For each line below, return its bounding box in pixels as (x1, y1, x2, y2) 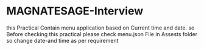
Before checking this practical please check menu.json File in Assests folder (6, 30, 198, 37)
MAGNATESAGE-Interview (6, 4, 144, 18)
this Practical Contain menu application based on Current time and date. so (6, 24, 195, 31)
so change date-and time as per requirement (6, 37, 119, 44)
